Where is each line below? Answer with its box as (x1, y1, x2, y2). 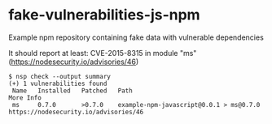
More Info (8, 93, 42, 102)
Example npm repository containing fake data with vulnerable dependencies (8, 32, 265, 42)
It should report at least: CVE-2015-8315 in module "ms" (8, 48, 197, 58)
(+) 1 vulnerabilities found (8, 79, 107, 88)
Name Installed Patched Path (11, 87, 133, 95)
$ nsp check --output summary (8, 72, 112, 80)
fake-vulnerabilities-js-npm (8, 6, 201, 24)
